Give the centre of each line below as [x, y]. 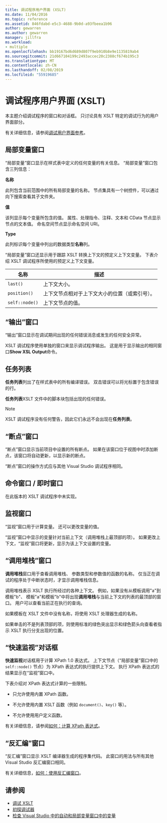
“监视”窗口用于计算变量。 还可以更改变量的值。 [53, 526]
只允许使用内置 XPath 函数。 [42, 694]
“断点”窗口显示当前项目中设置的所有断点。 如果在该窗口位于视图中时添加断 [82, 449]
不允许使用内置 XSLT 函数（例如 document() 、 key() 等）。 [71, 705]
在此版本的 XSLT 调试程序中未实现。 [42, 496]
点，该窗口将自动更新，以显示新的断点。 [46, 456]
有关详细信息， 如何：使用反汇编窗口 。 [44, 773]
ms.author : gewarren [27, 33]
